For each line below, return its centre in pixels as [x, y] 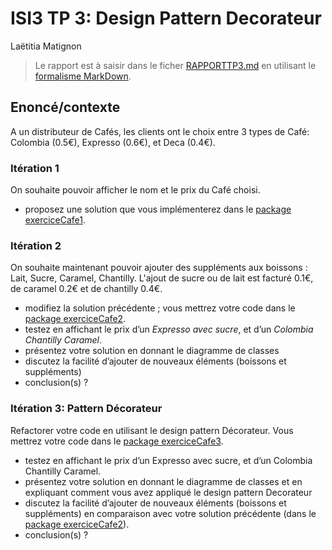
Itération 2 [36, 245]
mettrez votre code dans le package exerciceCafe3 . [117, 441]
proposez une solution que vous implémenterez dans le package [158, 209]
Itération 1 [35, 168]
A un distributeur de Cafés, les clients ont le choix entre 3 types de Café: [160, 131]
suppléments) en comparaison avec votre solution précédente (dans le [170, 513]
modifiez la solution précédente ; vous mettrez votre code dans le [160, 308]
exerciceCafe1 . [55, 220]
